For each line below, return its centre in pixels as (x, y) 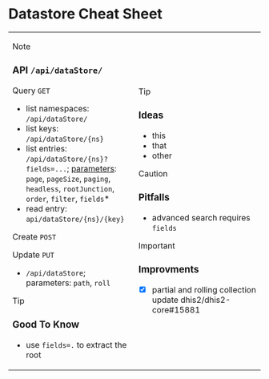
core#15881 (176, 309)
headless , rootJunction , (70, 188)
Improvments (169, 270)
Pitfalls (154, 198)
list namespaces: (58, 108)
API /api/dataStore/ (58, 71)
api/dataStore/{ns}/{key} (75, 219)
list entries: (47, 148)
